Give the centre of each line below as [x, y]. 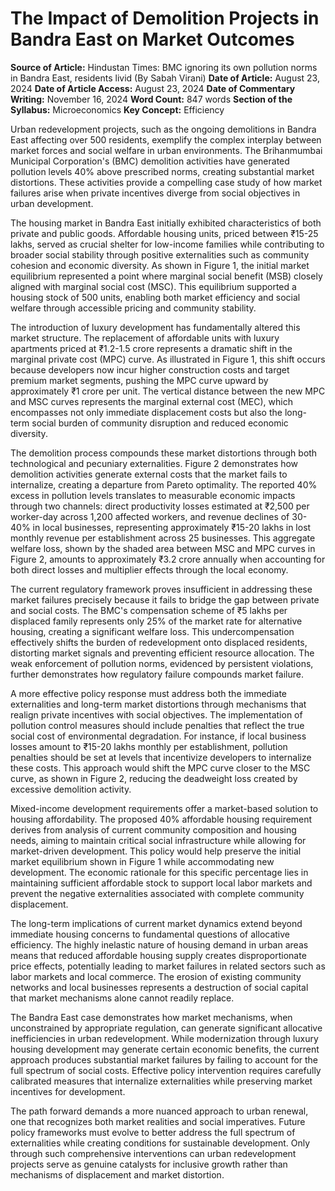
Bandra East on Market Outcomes [152, 39]
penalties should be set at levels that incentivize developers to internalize [161, 757]
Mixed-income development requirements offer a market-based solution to [164, 808]
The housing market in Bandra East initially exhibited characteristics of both [166, 223]
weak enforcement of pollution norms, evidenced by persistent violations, [162, 663]
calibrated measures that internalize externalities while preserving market [161, 1081]
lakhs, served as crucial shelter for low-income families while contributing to [167, 244]
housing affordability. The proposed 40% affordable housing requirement [161, 819]
